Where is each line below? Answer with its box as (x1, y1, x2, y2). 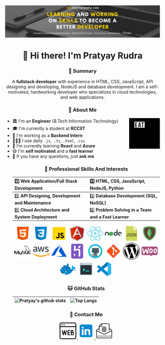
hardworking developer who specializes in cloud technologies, (30, 89, 157, 95)
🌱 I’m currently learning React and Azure (12, 143, 96, 148)
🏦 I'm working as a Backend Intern (12, 132, 83, 138)
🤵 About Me (68, 106, 97, 113)
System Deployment (14, 214, 57, 220)
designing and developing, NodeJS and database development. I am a (6, 84, 148, 90)
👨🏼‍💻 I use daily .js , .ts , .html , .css (12, 138, 85, 144)
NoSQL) (90, 199, 107, 206)
